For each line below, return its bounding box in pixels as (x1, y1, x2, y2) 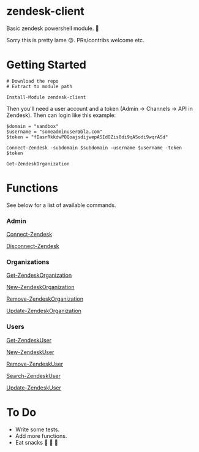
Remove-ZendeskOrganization (6, 295, 84, 303)
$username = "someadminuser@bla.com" (6, 129, 103, 135)
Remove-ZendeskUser (6, 360, 63, 367)
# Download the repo (6, 78, 59, 84)
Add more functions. (15, 432, 67, 439)
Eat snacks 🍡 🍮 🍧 (15, 439, 58, 446)
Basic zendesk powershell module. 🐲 (6, 24, 99, 32)
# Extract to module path (6, 83, 72, 89)
